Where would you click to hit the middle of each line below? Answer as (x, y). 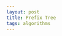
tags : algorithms (29, 23)
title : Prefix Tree (31, 18)
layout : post (23, 12)
